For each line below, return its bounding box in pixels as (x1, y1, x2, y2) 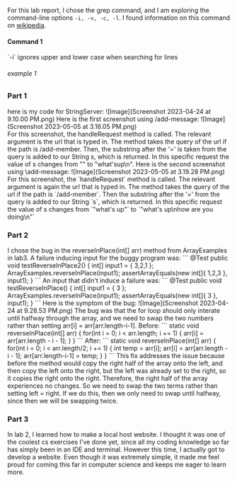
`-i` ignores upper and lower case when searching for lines (7, 53, 178, 62)
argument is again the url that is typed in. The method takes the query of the (7, 182, 230, 190)
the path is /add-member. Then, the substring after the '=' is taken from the (7, 144, 227, 153)
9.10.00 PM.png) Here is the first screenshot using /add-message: (7, 115, 200, 123)
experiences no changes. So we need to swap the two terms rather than (7, 381, 218, 390)
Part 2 (7, 230, 29, 240)
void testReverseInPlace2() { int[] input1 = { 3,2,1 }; (7, 261, 154, 270)
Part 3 (7, 414, 29, 424)
